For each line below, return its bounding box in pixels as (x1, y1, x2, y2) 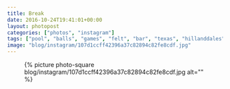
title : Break (7, 10, 44, 17)
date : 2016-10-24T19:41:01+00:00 (7, 16, 103, 23)
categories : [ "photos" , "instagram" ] (7, 29, 115, 36)
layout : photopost (7, 23, 60, 29)
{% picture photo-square (24, 61, 94, 68)
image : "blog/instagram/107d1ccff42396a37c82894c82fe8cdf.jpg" (7, 42, 192, 49)
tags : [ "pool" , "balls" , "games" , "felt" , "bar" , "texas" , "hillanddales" (7, 36, 225, 42)
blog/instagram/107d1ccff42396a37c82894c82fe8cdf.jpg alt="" (24, 68, 204, 76)
